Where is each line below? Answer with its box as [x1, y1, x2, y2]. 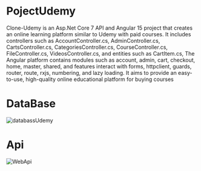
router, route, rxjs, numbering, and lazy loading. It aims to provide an [6, 69, 177, 76]
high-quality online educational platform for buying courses [25, 76, 174, 83]
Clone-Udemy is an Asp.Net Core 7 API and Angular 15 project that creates [6, 24, 193, 31]
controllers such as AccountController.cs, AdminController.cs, [6, 37, 160, 44]
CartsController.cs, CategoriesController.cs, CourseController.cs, [6, 44, 168, 51]
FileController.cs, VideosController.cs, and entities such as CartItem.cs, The [6, 50, 195, 57]
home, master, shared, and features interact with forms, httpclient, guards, [6, 62, 192, 70]
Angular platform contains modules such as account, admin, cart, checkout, [6, 56, 196, 63]
